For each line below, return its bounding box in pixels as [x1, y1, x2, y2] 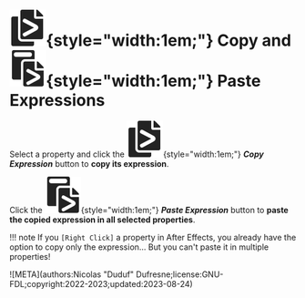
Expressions [9, 90, 106, 111]
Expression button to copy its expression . [9, 158, 169, 169]
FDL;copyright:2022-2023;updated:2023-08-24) [9, 278, 193, 289]
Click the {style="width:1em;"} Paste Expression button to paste [9, 204, 289, 215]
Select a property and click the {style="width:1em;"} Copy [9, 149, 264, 159]
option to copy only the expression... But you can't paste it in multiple [9, 241, 269, 252]
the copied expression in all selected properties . [9, 214, 196, 225]
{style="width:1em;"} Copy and [46, 30, 291, 51]
